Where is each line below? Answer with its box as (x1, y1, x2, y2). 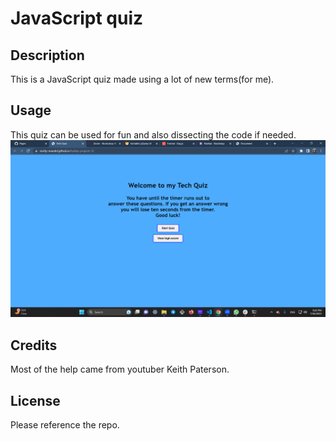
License (10, 392, 61, 409)
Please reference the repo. (10, 418, 120, 431)
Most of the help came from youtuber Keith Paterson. (10, 363, 230, 376)
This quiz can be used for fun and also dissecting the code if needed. (10, 128, 297, 141)
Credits (10, 337, 58, 354)
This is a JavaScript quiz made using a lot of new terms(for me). (10, 73, 275, 85)
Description (10, 47, 85, 64)
